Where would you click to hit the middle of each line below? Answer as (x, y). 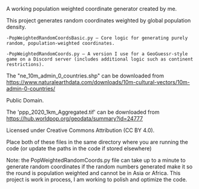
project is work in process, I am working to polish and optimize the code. (97, 179)
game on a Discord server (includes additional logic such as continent (100, 59)
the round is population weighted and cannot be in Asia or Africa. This (93, 173)
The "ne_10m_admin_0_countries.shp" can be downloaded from (85, 76)
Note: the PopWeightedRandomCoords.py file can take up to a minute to (96, 160)
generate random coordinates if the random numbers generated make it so (99, 167)
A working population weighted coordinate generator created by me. (92, 9)
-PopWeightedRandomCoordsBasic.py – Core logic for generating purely (97, 38)
